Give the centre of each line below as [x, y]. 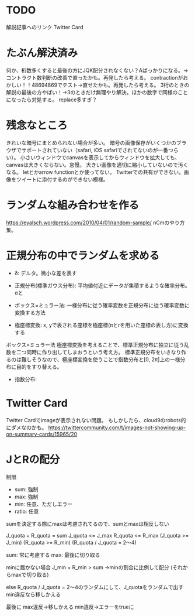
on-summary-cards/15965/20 [42, 434]
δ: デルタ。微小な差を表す [46, 273]
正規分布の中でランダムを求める [83, 256]
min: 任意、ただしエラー [43, 504]
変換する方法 [30, 312]
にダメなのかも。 [27, 427]
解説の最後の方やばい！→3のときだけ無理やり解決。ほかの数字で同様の [92, 92]
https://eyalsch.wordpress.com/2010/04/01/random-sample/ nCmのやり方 [95, 223]
